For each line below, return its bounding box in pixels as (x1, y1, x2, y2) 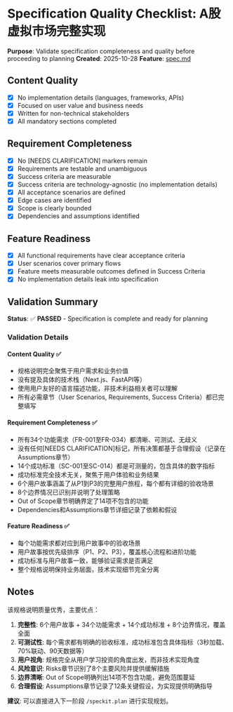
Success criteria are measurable (17, 172, 112, 180)
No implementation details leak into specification (17, 275, 159, 283)
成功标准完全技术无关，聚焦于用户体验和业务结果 (17, 470, 159, 478)
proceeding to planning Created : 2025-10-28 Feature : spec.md (7, 54, 192, 62)
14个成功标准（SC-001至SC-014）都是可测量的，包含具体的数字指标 (17, 462, 215, 470)
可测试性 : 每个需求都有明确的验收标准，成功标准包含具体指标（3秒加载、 (17, 638, 228, 646)
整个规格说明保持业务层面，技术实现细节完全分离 (17, 565, 159, 573)
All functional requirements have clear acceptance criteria (17, 251, 185, 260)
